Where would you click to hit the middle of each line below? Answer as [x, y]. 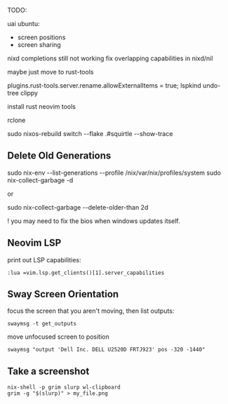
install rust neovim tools [41, 107]
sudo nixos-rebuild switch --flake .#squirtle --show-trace [90, 134]
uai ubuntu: [24, 23]
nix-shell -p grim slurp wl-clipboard [64, 388]
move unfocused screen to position [59, 337]
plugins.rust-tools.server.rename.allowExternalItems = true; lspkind [104, 86]
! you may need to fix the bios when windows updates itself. [94, 221]
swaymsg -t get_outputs [42, 324]
